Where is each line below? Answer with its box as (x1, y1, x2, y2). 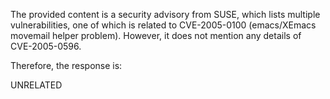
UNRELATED (10, 79, 63, 91)
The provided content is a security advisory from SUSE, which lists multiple (10, 9, 321, 20)
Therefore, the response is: (10, 60, 123, 71)
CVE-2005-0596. (10, 40, 82, 52)
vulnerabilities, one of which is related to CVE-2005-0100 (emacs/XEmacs (10, 19, 317, 31)
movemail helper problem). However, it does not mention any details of (10, 30, 302, 41)
